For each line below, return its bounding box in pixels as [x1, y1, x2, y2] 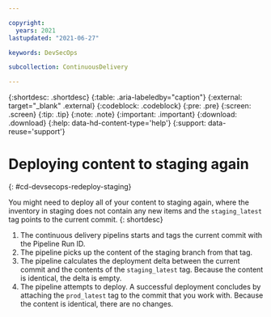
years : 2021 [15, 26, 57, 35]
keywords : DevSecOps [8, 49, 78, 57]
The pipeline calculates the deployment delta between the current [19, 256, 240, 266]
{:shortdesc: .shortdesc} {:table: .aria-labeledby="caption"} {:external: [8, 92, 243, 102]
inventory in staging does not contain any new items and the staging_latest [8, 206, 263, 216]
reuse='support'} [8, 127, 66, 137]
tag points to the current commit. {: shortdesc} [8, 215, 163, 225]
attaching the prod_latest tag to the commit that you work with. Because [19, 290, 264, 300]
